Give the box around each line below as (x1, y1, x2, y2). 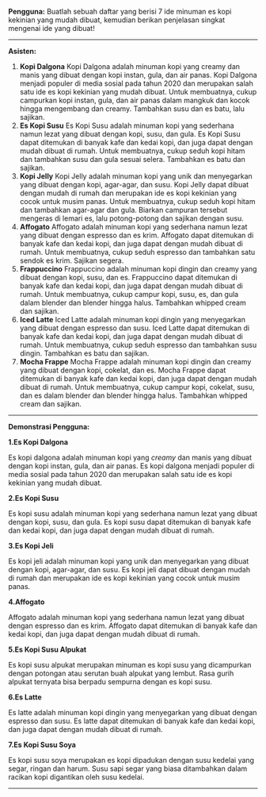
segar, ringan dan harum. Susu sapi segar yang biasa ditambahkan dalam (8, 764, 248, 773)
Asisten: (8, 47, 37, 56)
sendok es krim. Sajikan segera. (19, 256, 124, 265)
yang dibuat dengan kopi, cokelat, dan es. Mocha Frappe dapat (19, 365, 226, 375)
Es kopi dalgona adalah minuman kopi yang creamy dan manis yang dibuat (8, 452, 252, 462)
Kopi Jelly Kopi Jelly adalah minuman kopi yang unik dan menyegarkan (19, 171, 253, 181)
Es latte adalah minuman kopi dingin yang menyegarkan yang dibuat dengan (8, 708, 257, 717)
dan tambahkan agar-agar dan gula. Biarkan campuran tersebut (19, 206, 228, 214)
